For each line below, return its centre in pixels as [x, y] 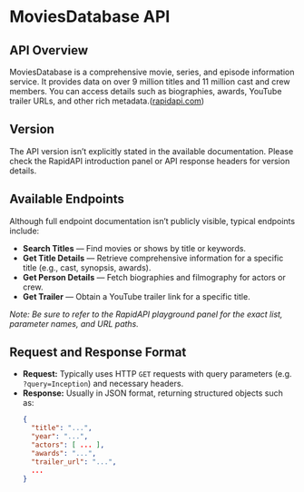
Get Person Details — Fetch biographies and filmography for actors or [154, 277]
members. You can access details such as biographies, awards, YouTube [146, 91]
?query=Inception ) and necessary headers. [103, 384]
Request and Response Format [98, 353]
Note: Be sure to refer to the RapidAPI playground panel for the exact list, [146, 314]
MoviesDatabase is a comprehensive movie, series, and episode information [152, 72]
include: [25, 231]
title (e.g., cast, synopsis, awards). [87, 267]
